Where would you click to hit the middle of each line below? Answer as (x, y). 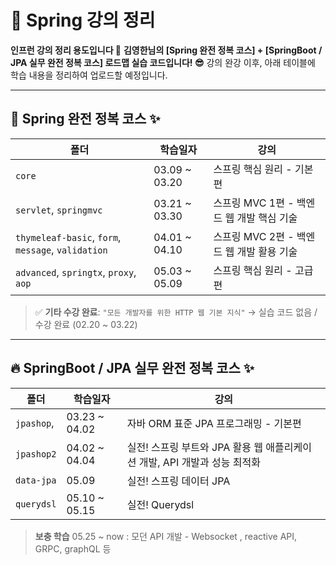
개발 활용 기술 (267, 251)
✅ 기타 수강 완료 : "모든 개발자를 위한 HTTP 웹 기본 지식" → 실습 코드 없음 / (176, 312)
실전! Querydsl (160, 504)
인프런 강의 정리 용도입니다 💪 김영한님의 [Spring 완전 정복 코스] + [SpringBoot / (166, 50)
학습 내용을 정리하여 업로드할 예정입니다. (89, 75)
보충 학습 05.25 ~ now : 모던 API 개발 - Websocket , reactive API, (166, 536)
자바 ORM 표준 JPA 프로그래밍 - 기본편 (214, 423)
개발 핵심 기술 (267, 218)
